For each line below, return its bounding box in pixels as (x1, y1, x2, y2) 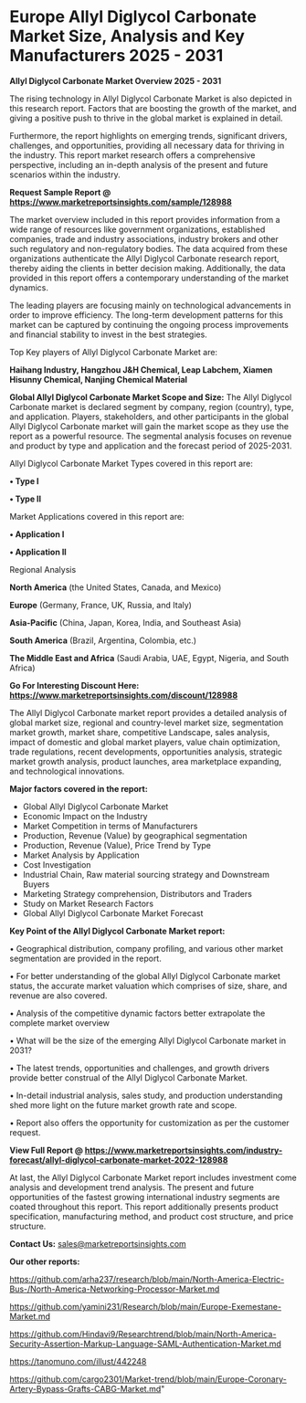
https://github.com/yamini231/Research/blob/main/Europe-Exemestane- (9, 1301, 281, 1312)
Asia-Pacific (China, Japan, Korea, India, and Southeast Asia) (9, 617, 242, 628)
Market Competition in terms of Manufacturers (22, 820, 198, 831)
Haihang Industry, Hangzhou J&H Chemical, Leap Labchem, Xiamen (9, 364, 273, 375)
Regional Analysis (9, 564, 77, 575)
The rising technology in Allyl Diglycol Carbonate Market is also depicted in (9, 93, 292, 104)
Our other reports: (9, 1256, 80, 1267)
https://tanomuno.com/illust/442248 (9, 1356, 147, 1366)
